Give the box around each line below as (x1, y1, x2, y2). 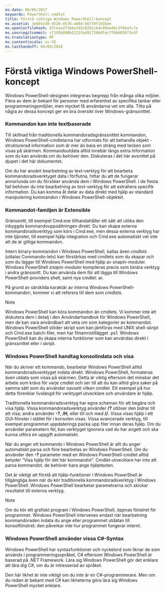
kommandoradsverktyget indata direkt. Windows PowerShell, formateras (5, 369, 153, 375)
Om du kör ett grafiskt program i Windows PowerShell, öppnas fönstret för (5, 507, 157, 513)
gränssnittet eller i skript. (5, 341, 56, 347)
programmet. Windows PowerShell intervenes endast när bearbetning (5, 512, 147, 518)
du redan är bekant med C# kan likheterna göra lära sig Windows (5, 577, 138, 583)
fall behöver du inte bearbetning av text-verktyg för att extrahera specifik (5, 183, 154, 189)
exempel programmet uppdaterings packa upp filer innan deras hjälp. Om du (5, 421, 161, 427)
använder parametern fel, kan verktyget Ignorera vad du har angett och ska (5, 426, 159, 432)
